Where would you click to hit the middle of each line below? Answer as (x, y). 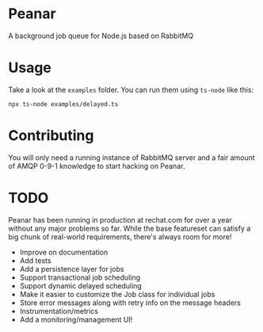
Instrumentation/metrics (59, 311)
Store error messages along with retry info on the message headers (130, 303)
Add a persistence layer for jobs (72, 269)
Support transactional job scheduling (80, 277)
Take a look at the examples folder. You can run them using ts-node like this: (131, 90)
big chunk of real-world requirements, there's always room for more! (120, 237)
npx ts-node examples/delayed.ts (63, 104)
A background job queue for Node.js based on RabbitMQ (101, 36)
